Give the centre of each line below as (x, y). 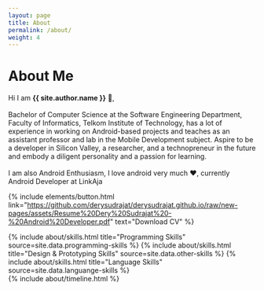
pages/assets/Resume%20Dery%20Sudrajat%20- (90, 214)
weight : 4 (24, 37)
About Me (41, 76)
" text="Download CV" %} (152, 222)
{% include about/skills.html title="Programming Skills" (97, 237)
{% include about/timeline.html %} (64, 279)
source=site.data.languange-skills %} (69, 270)
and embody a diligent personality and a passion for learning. (107, 156)
